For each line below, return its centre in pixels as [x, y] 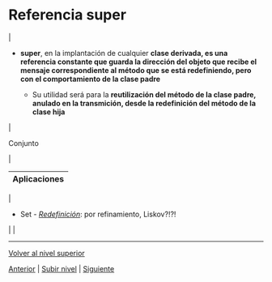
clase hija [49, 112]
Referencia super [68, 15]
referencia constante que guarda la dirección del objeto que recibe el [138, 62]
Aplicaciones [38, 178]
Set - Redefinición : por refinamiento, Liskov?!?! [98, 214]
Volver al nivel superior [47, 253]
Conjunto [23, 143]
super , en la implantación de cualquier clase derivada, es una [124, 53]
